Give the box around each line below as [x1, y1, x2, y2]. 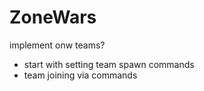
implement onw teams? [9, 39, 106, 51]
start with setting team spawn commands [23, 58, 195, 70]
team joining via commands [23, 69, 138, 81]
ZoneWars [9, 6, 97, 29]
